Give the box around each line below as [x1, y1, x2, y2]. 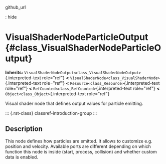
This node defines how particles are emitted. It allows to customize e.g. [5, 138, 153, 144]
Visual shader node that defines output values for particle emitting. [5, 100, 143, 106]
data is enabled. [5, 154, 39, 160]
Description [5, 125, 43, 133]
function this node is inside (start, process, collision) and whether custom [5, 148, 157, 154]
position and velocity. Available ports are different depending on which [5, 143, 151, 149]
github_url [5, 5, 26, 10]
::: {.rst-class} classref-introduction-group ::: [5, 110, 97, 116]
